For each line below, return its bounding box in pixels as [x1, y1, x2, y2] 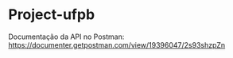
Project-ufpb [8, 6, 95, 24]
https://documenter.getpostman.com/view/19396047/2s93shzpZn [8, 40, 226, 49]
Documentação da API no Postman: [8, 32, 125, 41]
